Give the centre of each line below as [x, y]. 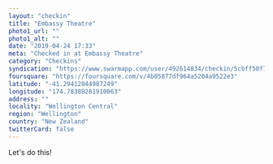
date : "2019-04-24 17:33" [52, 46]
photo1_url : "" [34, 31]
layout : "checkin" [39, 16]
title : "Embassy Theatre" [52, 24]
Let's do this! [30, 152]
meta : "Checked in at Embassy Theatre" [76, 54]
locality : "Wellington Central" [63, 106]
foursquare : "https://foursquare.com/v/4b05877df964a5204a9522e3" [123, 76]
